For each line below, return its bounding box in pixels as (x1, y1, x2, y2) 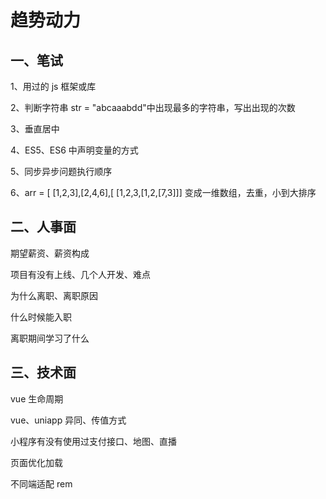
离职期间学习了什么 (10, 332, 90, 344)
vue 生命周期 (10, 392, 64, 405)
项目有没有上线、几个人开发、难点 (10, 268, 151, 280)
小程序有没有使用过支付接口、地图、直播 (10, 435, 177, 447)
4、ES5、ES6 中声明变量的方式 (10, 144, 139, 156)
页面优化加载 (10, 456, 63, 468)
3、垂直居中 (10, 123, 60, 135)
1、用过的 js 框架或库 (10, 81, 97, 92)
